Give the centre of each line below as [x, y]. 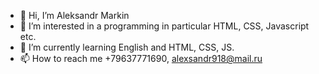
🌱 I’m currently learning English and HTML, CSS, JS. [127, 47]
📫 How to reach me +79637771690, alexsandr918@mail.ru [141, 58]
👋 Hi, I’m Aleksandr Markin [74, 15]
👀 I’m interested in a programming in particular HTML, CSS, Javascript [164, 26]
